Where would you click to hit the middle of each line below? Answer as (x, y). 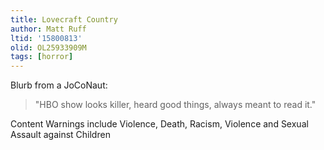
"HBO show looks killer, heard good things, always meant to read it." (175, 105)
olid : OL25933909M (48, 47)
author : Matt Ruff (48, 29)
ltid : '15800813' (46, 38)
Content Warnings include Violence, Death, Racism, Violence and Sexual (159, 124)
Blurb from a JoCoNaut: (59, 85)
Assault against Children (60, 135)
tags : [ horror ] (42, 57)
